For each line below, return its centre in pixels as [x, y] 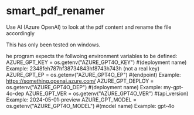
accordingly [21, 33]
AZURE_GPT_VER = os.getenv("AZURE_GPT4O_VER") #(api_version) [107, 93]
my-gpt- [173, 87]
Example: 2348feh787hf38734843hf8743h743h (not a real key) [83, 68]
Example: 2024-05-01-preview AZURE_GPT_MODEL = [71, 99]
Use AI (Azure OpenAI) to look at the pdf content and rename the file [89, 27]
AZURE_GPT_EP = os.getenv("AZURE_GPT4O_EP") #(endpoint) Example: [93, 75]
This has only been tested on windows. [53, 45]
